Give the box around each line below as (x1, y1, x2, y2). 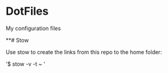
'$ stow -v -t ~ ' (5, 60, 46, 67)
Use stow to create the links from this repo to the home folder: (5, 48, 163, 56)
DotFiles (5, 4, 49, 18)
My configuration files (5, 25, 61, 32)
